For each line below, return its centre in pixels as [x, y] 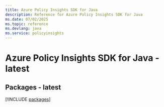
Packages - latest [33, 87]
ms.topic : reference [27, 24]
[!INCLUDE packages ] [28, 99]
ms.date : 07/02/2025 [27, 19]
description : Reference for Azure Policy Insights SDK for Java [74, 15]
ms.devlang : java [23, 29]
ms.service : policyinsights [35, 33]
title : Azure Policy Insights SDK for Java [52, 10]
